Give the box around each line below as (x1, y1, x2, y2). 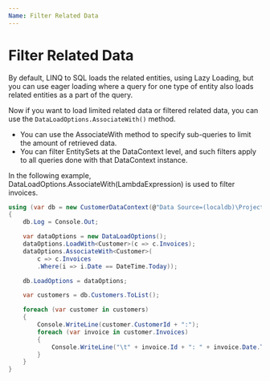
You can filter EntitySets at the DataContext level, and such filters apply (19, 146, 257, 156)
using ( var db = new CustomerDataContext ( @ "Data (8, 203, 174, 211)
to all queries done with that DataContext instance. (19, 155, 188, 164)
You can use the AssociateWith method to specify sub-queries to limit (19, 129, 252, 139)
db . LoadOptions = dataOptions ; (22, 277, 128, 285)
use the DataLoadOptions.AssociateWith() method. (8, 114, 176, 124)
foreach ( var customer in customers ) (22, 306, 149, 314)
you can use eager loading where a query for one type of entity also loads (8, 81, 254, 91)
